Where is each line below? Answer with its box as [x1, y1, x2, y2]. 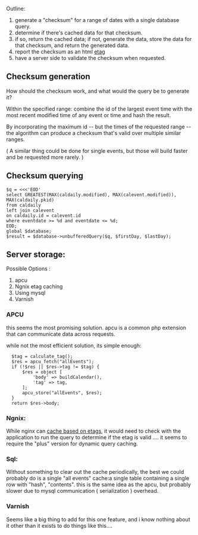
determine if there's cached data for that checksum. [14, 29, 143, 36]
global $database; [6, 228, 52, 234]
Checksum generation [6, 71, 90, 82]
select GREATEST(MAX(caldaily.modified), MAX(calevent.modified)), [6, 191, 177, 198]
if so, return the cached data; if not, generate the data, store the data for [14, 36, 192, 42]
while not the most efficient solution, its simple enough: [6, 342, 142, 349]
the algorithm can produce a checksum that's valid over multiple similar [6, 129, 181, 136]
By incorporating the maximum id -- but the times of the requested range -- [6, 123, 191, 130]
